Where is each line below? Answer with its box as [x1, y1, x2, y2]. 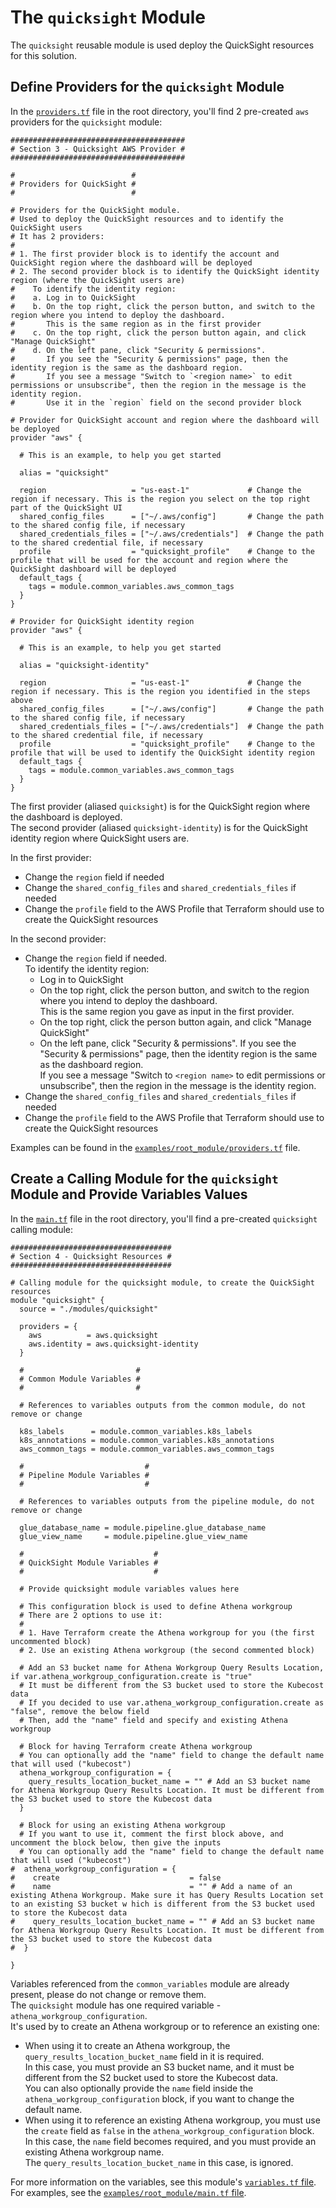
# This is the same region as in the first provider [10, 319, 262, 329]
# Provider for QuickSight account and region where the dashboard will [10, 415, 320, 425]
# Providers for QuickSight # [10, 179, 137, 189]
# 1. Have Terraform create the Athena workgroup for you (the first [19, 1627, 315, 1638]
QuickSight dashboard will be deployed [10, 564, 177, 574]
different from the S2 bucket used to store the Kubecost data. [24, 2071, 279, 2083]
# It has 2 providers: [10, 231, 105, 241]
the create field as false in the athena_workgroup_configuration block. [24, 2124, 315, 2136]
